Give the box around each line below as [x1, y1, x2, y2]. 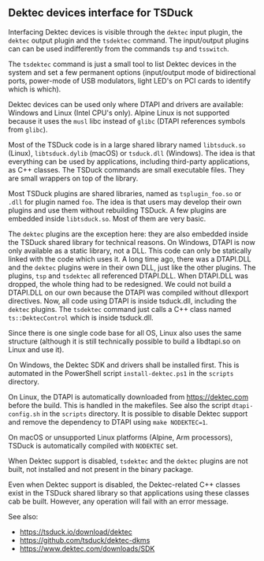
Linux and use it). [8, 344, 65, 354]
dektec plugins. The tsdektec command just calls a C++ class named [8, 304, 232, 314]
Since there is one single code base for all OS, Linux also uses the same [8, 328, 242, 337]
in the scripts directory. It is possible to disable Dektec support [42, 409, 248, 418]
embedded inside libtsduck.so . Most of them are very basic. [8, 214, 206, 223]
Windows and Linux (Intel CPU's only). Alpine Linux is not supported [8, 108, 230, 117]
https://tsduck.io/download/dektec [19, 527, 132, 537]
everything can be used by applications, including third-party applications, [8, 157, 251, 166]
